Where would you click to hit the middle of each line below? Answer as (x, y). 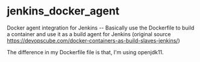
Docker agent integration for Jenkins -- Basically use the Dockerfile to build (101, 28)
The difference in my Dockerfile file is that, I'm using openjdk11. (86, 52)
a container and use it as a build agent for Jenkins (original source (89, 34)
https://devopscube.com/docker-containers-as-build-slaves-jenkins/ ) (93, 40)
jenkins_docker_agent (63, 11)
